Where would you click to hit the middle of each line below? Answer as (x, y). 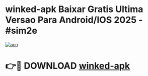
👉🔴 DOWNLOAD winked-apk (67, 66)
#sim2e (21, 31)
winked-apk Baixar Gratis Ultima (74, 9)
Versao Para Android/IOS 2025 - (74, 20)
